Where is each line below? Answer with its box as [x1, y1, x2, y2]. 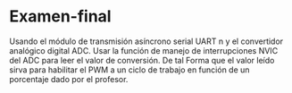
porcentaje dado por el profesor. [9, 73, 129, 84]
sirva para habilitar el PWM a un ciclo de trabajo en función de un [9, 64, 250, 75]
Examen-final [9, 6, 112, 27]
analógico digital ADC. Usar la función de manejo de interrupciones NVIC [9, 45, 279, 55]
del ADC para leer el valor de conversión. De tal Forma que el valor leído [9, 55, 275, 65]
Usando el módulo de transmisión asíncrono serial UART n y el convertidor [9, 36, 284, 46]
